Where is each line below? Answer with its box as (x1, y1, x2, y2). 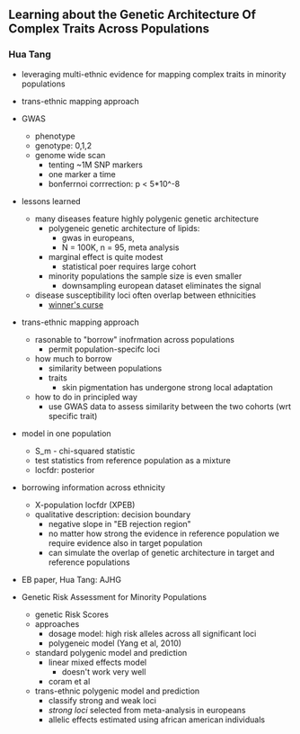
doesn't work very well (61, 666, 146, 677)
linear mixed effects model (48, 657, 147, 667)
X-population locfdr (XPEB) (34, 499, 136, 510)
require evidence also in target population (48, 537, 203, 548)
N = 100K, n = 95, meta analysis (61, 242, 180, 253)
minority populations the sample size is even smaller (48, 270, 243, 282)
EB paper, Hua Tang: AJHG (21, 574, 122, 585)
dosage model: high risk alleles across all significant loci (48, 628, 257, 639)
